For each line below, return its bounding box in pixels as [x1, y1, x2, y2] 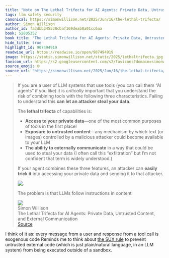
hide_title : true [5, 40, 42, 45]
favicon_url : [5, 59, 33, 64]
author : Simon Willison [5, 21, 55, 27]
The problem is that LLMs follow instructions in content [17, 190, 132, 196]
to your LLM [25, 139, 50, 145]
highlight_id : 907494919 [5, 45, 57, 50]
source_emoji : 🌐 [5, 64, 40, 69]
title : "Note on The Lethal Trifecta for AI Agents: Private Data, [5, 7, 150, 13]
